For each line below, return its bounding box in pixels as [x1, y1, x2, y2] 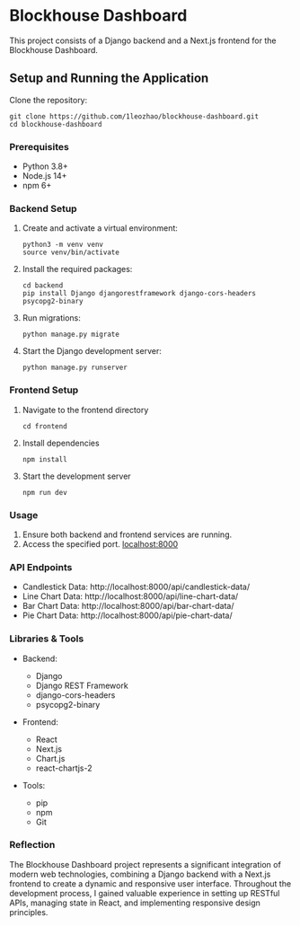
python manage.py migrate [22, 330, 119, 340]
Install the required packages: [22, 264, 133, 275]
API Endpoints [9, 560, 73, 573]
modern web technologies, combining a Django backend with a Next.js [9, 869, 271, 879]
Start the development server [22, 471, 132, 481]
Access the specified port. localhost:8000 [22, 538, 179, 549]
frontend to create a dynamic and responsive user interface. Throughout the [9, 877, 292, 889]
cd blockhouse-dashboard [9, 119, 102, 128]
